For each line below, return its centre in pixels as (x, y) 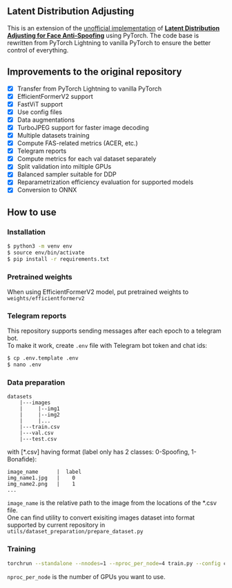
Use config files (39, 112)
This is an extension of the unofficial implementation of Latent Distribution (113, 28)
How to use (32, 212)
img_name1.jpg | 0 (41, 478)
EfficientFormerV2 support (55, 96)
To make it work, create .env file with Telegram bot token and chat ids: (107, 346)
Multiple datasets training (53, 135)
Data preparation (36, 383)
